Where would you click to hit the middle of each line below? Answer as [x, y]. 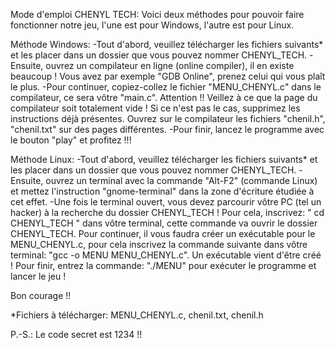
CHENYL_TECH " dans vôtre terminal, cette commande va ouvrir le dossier [164, 223]
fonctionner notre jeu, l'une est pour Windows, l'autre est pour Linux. [152, 25]
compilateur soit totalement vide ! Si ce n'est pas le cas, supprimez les [155, 108]
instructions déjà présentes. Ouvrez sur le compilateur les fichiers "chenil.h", [168, 118]
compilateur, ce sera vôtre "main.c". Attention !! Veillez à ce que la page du [164, 97]
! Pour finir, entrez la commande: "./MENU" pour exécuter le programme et [163, 265]
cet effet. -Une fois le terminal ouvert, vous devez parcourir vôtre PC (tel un [166, 202]
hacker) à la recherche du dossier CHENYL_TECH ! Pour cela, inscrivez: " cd [167, 212]
